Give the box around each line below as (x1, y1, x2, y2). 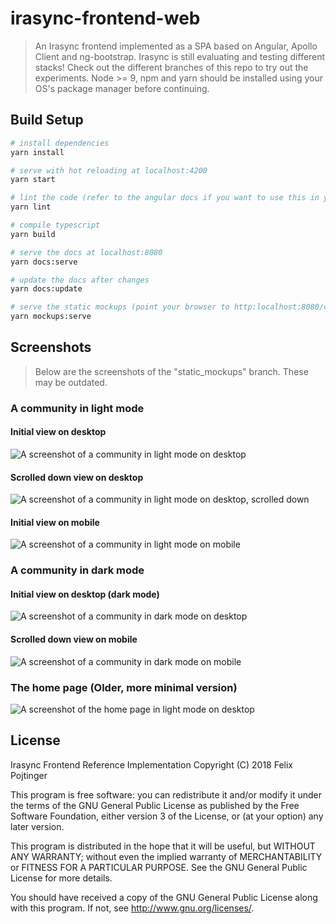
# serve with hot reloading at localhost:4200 (10, 165, 208, 176)
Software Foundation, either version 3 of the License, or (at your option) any (10, 810, 324, 822)
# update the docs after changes (10, 275, 150, 285)
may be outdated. (34, 376, 108, 388)
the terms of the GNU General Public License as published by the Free (10, 799, 300, 811)
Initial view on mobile (10, 516, 100, 528)
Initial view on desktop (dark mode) (10, 588, 160, 600)
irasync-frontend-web (10, 7, 201, 30)
